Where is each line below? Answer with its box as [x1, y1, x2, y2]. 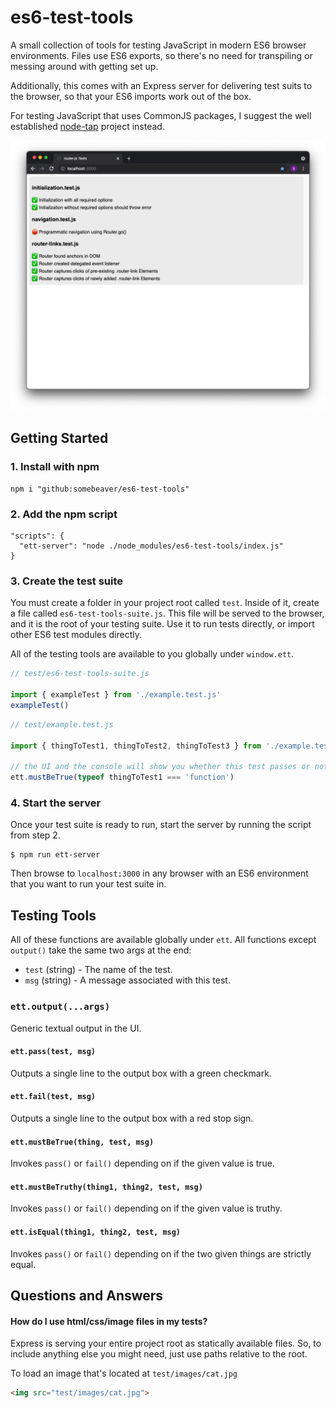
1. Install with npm [10, 460, 100, 474]
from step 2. [10, 829, 61, 841]
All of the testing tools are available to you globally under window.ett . [10, 648, 295, 660]
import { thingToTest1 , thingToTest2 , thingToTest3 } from [10, 741, 262, 751]
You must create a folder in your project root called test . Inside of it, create [10, 597, 320, 609]
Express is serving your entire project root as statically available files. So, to [10, 1337, 322, 1350]
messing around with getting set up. [10, 60, 159, 72]
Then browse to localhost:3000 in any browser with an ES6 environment [10, 867, 309, 880]
